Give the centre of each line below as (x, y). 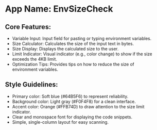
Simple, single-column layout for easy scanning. (60, 122)
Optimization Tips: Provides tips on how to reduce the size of (73, 64)
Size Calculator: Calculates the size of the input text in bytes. (73, 44)
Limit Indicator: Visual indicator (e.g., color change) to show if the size (82, 54)
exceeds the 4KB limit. (35, 59)
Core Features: (28, 27)
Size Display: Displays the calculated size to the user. (65, 49)
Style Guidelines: (32, 85)
